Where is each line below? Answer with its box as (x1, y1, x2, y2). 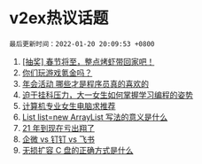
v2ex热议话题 (9, 8, 109, 28)
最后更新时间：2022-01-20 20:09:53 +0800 (9, 39, 155, 49)
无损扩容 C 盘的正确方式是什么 (21, 144, 134, 155)
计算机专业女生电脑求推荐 (21, 100, 116, 111)
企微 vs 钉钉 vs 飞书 (21, 134, 96, 144)
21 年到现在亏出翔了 (21, 122, 95, 133)
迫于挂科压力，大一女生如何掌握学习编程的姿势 (21, 90, 193, 100)
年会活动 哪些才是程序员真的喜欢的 (21, 78, 149, 89)
